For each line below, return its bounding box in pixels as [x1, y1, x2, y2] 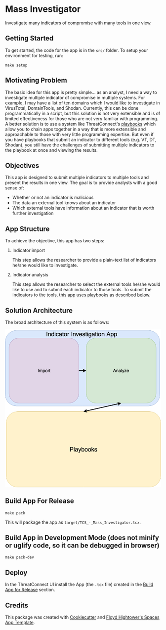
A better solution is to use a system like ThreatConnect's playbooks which [5, 121, 156, 127]
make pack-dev [5, 555, 35, 560]
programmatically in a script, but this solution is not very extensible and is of [5, 110, 161, 116]
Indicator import [12, 247, 45, 253]
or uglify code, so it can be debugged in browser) [5, 541, 160, 549]
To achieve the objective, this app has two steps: [5, 238, 105, 244]
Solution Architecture [5, 306, 73, 315]
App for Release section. [5, 587, 55, 593]
